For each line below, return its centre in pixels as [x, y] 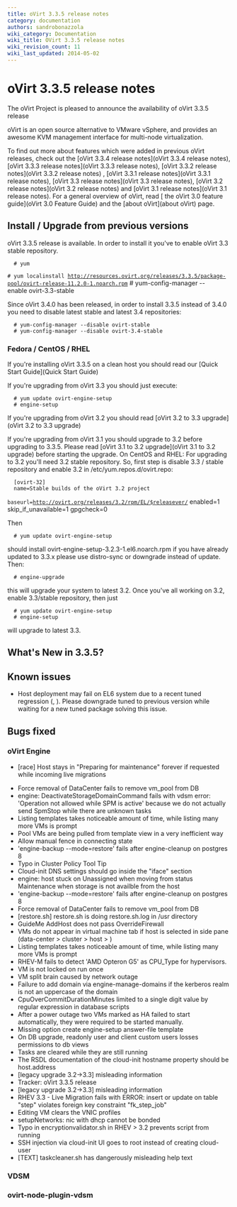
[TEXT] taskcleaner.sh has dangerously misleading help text [105, 1157]
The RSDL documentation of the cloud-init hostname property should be [123, 1059]
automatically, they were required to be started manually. [100, 1022]
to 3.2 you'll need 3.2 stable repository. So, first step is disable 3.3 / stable [116, 461]
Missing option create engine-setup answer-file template [100, 1029]
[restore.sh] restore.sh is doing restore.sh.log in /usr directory [108, 916]
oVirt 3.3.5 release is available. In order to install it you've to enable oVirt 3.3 [118, 243]
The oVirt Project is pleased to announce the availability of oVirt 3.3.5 [108, 108]
